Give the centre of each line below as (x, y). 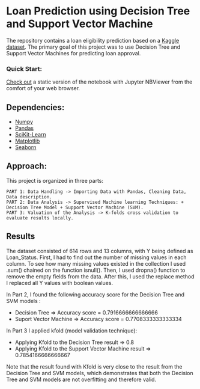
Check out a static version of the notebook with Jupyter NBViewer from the (99, 82)
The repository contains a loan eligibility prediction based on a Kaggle (93, 40)
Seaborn (26, 147)
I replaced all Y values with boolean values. (59, 283)
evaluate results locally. (40, 218)
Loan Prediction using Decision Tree (98, 11)
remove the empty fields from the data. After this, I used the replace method (100, 276)
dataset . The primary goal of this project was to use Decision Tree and (93, 47)
